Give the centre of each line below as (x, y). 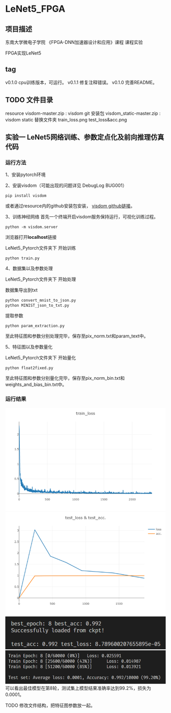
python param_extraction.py (35, 326)
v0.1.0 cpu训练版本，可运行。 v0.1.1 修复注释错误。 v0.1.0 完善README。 (81, 82)
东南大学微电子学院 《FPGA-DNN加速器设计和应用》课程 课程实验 (74, 42)
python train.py (22, 258)
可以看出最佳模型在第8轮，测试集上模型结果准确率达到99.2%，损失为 (78, 688)
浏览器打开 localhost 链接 (31, 237)
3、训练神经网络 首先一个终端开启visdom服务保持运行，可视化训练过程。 (82, 217)
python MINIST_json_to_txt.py (37, 306)
